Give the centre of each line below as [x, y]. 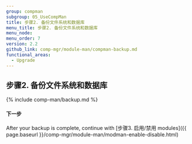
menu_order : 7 [23, 38]
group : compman [25, 11]
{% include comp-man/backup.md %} [52, 100]
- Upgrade [23, 60]
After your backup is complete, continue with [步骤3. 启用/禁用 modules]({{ [96, 128]
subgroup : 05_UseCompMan [36, 17]
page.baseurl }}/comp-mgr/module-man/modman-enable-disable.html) [92, 134]
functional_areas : [28, 55]
